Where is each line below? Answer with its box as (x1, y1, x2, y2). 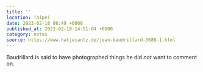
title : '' (6, 8, 32, 15)
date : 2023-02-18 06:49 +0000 (6, 20, 84, 26)
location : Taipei (6, 15, 51, 21)
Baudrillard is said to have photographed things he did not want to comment (6, 54, 197, 61)
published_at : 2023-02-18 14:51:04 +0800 (6, 25, 113, 32)
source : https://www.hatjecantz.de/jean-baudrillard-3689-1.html (6, 37, 176, 43)
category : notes (6, 31, 48, 38)
